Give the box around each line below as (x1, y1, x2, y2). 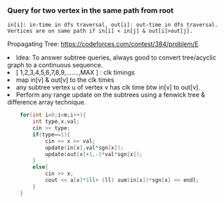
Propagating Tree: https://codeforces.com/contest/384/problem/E (7, 40, 199, 48)
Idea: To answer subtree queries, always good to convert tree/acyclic (16, 53, 216, 62)
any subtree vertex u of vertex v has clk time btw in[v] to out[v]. (16, 83, 201, 92)
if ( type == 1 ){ (32, 131, 71, 138)
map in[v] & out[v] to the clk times (16, 76, 114, 84)
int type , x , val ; (32, 118, 80, 125)
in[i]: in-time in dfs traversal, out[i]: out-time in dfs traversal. (7, 22, 218, 29)
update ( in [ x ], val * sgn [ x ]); (44, 144, 124, 151)
